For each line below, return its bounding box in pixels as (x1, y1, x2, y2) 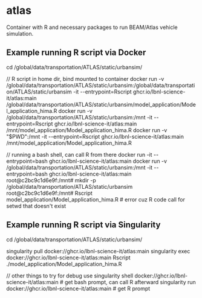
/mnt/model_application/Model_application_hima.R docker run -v (6, 126, 168, 133)
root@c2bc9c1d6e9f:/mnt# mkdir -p (6, 176, 97, 184)
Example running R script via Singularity (6, 220, 161, 230)
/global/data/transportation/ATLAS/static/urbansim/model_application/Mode (6, 101, 197, 108)
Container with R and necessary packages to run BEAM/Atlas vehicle (6, 24, 178, 31)
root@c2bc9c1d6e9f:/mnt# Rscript (6, 189, 93, 197)
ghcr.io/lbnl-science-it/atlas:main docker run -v (49, 157, 168, 165)
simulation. (6, 30, 34, 37)
